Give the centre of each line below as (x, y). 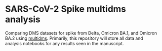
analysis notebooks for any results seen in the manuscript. (64, 43)
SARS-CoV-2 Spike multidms (66, 9)
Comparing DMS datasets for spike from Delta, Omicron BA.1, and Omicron (81, 33)
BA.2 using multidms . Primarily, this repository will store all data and (74, 38)
